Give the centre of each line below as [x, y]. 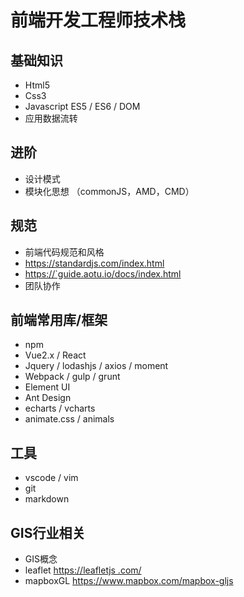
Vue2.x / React [55, 355]
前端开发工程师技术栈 [98, 20]
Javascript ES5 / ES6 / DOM [82, 106]
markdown [47, 499]
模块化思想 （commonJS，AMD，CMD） [109, 191]
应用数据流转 [51, 118]
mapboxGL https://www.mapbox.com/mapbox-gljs [129, 581]
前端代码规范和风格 [64, 252]
